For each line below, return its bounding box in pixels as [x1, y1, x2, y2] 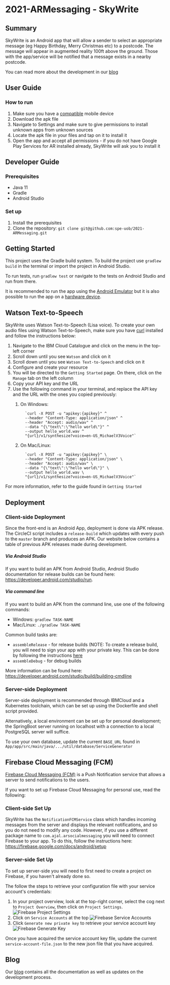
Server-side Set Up [5, 856, 53, 863]
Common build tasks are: [5, 632, 57, 638]
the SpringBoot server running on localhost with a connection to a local [5, 723, 154, 729]
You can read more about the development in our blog [5, 69, 118, 75]
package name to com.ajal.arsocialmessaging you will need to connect [5, 833, 155, 839]
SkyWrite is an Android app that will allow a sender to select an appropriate [5, 37, 162, 43]
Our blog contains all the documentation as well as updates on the [5, 969, 144, 975]
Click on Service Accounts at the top [12, 914, 89, 920]
